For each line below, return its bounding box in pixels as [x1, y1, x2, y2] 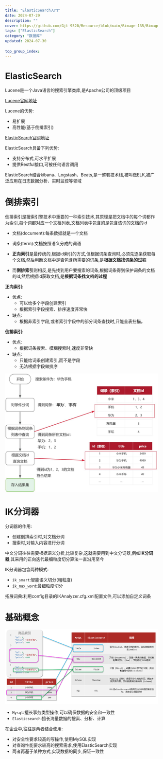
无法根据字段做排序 [19, 363, 58, 369]
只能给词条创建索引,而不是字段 [19, 357, 81, 363]
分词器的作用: [5, 524, 33, 529]
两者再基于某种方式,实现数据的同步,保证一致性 [12, 748, 104, 754]
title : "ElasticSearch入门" [5, 8, 61, 13]
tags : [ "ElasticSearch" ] [5, 28, 55, 34]
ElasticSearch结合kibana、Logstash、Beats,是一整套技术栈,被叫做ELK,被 [5, 172, 150, 178]
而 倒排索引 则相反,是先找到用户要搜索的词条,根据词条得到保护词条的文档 [12, 267, 155, 273]
